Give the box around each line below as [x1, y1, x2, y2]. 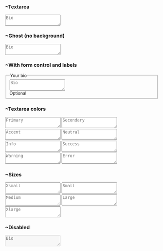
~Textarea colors [5, 106, 46, 113]
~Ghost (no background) [5, 33, 65, 39]
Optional [9, 90, 27, 96]
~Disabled [5, 224, 30, 231]
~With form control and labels [5, 61, 77, 68]
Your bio [10, 72, 27, 78]
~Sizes [5, 171, 22, 178]
